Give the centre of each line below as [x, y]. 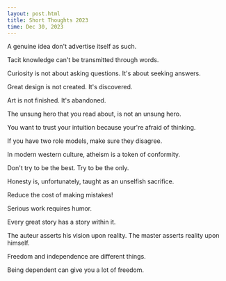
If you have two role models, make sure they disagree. [85, 141]
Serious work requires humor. [50, 208]
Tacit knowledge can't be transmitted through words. [83, 60]
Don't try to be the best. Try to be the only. [68, 168]
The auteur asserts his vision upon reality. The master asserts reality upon [113, 236]
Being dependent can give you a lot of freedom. [76, 270]
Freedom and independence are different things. [76, 257]
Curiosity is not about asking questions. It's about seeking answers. [104, 73]
